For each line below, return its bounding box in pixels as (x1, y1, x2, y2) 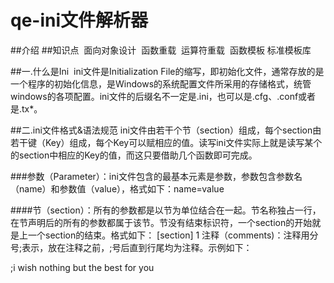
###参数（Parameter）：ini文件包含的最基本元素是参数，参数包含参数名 (10, 170, 303, 182)
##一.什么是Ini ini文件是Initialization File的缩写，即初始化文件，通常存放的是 (10, 65, 325, 77)
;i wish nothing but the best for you (10, 261, 155, 273)
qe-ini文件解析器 (10, 9, 149, 32)
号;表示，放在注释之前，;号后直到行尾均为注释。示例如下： (10, 241, 253, 253)
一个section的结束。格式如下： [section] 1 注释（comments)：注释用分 (27, 229, 319, 241)
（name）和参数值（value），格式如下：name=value (10, 182, 225, 195)
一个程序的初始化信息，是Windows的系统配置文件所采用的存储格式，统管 (10, 77, 312, 90)
